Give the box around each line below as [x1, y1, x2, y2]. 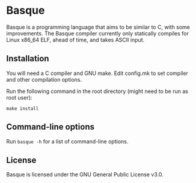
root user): [6, 94, 32, 101]
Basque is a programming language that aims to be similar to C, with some [6, 23, 191, 31]
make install [6, 106, 39, 112]
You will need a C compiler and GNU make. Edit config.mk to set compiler [6, 70, 188, 77]
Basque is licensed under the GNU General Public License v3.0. [6, 171, 164, 178]
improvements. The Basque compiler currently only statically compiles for [6, 29, 189, 37]
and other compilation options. [6, 76, 82, 83]
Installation [6, 53, 49, 64]
